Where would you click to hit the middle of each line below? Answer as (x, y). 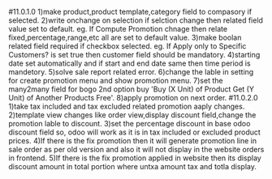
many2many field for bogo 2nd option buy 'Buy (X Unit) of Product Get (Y (131, 89)
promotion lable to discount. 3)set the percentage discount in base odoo (130, 124)
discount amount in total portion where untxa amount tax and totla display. (133, 166)
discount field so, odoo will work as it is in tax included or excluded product (135, 132)
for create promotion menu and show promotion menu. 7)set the (116, 81)
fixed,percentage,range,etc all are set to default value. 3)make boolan (125, 37)
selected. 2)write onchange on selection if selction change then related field (136, 20)
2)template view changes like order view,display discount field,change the (132, 115)
